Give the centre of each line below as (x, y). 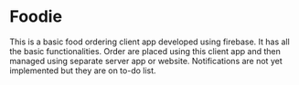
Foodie (36, 17)
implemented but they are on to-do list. (83, 71)
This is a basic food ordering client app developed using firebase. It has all (149, 42)
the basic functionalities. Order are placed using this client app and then (145, 51)
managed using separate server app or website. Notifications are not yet (146, 61)
